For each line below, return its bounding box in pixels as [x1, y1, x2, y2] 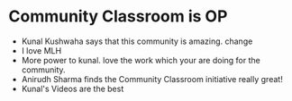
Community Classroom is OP [8, 6, 228, 27]
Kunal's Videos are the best [21, 83, 124, 94]
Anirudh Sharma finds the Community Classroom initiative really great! [21, 73, 283, 84]
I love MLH [21, 45, 62, 55]
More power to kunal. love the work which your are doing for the [21, 55, 260, 65]
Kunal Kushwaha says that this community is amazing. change [21, 36, 253, 46]
